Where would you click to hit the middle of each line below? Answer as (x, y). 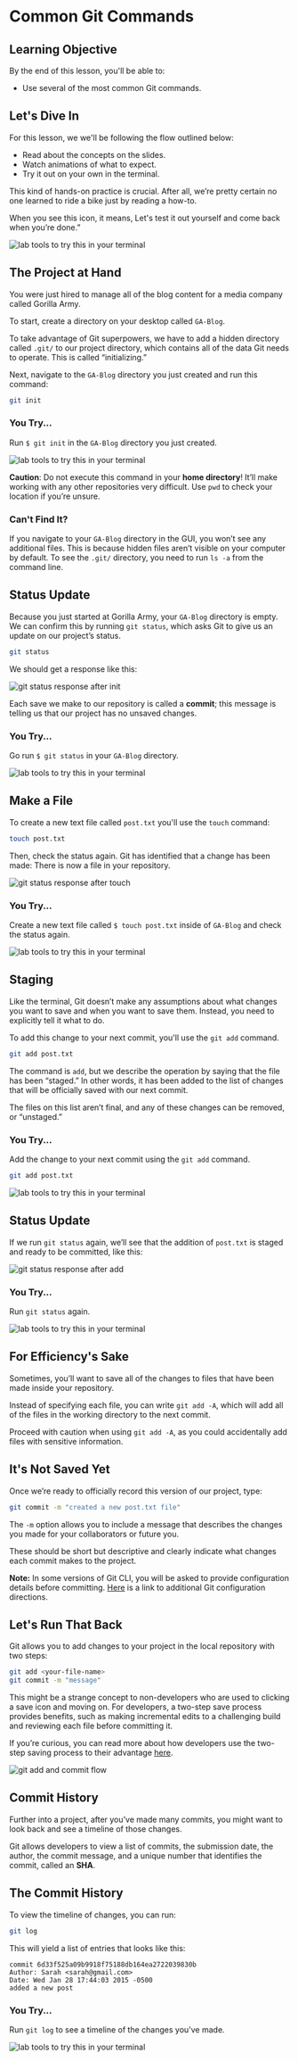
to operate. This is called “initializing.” (78, 357)
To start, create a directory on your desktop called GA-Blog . (117, 321)
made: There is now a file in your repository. (90, 865)
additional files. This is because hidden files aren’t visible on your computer (148, 548)
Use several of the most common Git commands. (112, 88)
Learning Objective (63, 50)
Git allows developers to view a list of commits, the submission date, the (141, 1846)
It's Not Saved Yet (60, 1469)
